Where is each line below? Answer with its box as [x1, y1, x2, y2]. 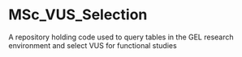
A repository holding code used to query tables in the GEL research [8, 32, 234, 42]
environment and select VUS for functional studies [8, 40, 177, 50]
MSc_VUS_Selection [8, 6, 148, 24]
